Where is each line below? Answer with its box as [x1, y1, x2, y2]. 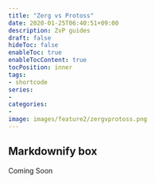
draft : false [8, 33, 52, 42]
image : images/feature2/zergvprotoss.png [8, 115, 148, 123]
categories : [8, 100, 48, 108]
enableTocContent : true [8, 56, 87, 64]
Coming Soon [8, 165, 53, 175]
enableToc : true [8, 49, 62, 56]
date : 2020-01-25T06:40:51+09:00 [8, 19, 119, 27]
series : [8, 85, 34, 94]
